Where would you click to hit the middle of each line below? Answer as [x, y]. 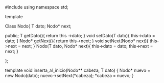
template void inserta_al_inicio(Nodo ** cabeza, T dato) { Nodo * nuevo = [78, 70]
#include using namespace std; [37, 7]
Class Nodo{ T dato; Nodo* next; [38, 26]
